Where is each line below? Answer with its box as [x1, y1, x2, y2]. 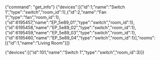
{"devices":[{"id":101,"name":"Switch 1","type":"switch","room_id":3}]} [5, 49, 144, 55]
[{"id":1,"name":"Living [5, 40, 50, 45]
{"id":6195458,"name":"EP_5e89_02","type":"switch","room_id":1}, [5, 25, 137, 30]
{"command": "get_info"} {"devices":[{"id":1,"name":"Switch [5, 4, 125, 10]
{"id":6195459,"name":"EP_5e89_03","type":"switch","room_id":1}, [5, 30, 137, 35]
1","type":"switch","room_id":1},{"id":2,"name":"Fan [5, 9, 107, 15]
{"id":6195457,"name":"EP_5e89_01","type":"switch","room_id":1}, [5, 19, 135, 25]
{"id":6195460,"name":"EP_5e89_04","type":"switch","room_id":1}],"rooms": [5, 35, 156, 41]
